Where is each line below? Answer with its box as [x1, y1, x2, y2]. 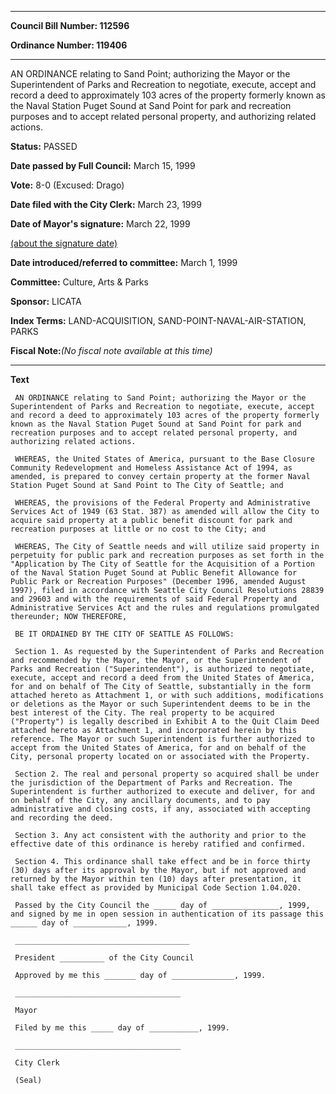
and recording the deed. [10, 813, 114, 823]
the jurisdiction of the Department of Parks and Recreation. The [10, 778, 293, 788]
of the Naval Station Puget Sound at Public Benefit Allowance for [10, 568, 298, 578]
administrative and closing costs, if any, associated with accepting [10, 804, 311, 814]
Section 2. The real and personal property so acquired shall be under [14, 769, 320, 779]
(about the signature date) [10, 237, 118, 249]
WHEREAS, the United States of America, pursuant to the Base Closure [14, 454, 315, 464]
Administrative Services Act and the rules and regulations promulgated [10, 603, 320, 613]
